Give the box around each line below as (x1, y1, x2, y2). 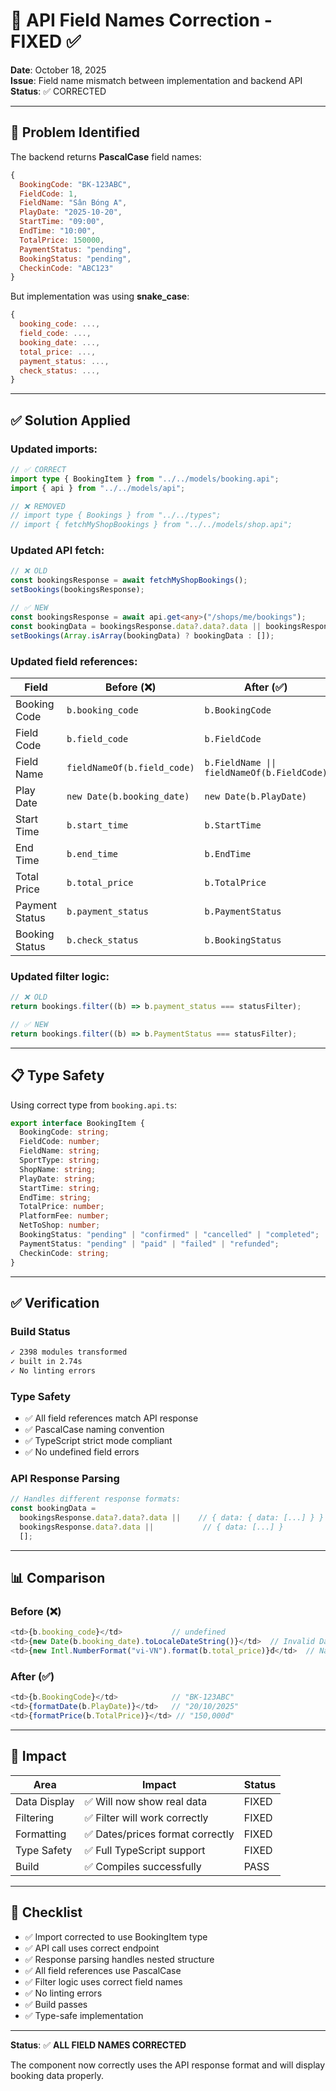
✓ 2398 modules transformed (10, 1347, 128, 1358)
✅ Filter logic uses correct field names (24, 1975, 183, 1988)
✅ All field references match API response (24, 1412, 199, 1424)
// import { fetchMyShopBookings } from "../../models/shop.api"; (10, 520, 293, 530)
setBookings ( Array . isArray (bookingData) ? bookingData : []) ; (10, 630, 275, 641)
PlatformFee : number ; (19, 1211, 110, 1221)
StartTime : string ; (19, 1183, 101, 1193)
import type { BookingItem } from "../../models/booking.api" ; (10, 474, 280, 484)
